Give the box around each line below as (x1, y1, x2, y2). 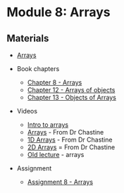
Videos (16, 107, 38, 115)
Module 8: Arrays (6, 4, 111, 20)
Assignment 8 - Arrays (27, 178, 93, 186)
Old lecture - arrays (27, 151, 85, 158)
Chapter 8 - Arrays (27, 78, 82, 87)
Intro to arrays (27, 120, 68, 129)
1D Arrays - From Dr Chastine (27, 135, 113, 144)
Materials (6, 32, 49, 44)
